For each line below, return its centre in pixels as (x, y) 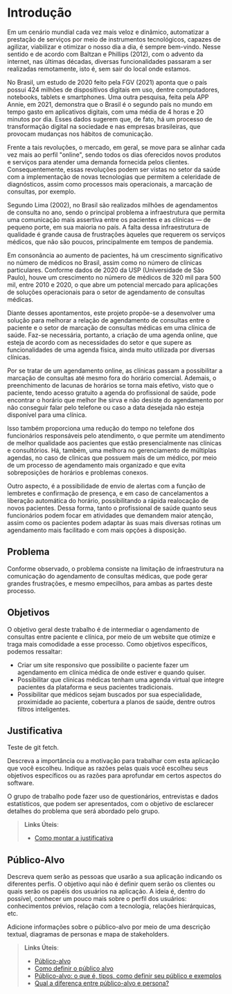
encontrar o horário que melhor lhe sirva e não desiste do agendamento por (115, 400)
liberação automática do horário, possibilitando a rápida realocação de (108, 500)
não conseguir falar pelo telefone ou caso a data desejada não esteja (106, 407)
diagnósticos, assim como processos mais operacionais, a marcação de (110, 184)
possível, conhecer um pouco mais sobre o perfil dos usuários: (97, 899)
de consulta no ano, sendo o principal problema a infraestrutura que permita (116, 212)
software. (21, 783)
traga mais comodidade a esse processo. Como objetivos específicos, (107, 644)
